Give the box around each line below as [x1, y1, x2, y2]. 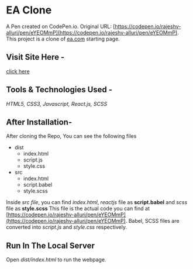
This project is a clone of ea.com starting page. [6, 35, 120, 42]
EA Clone [6, 4, 52, 17]
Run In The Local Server [6, 240, 95, 250]
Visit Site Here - [6, 52, 65, 62]
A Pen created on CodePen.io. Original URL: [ [6, 23, 115, 30]
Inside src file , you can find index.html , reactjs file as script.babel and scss [6, 199, 188, 206]
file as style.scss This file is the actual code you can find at [6, 205, 150, 212]
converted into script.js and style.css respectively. [6, 223, 127, 231]
